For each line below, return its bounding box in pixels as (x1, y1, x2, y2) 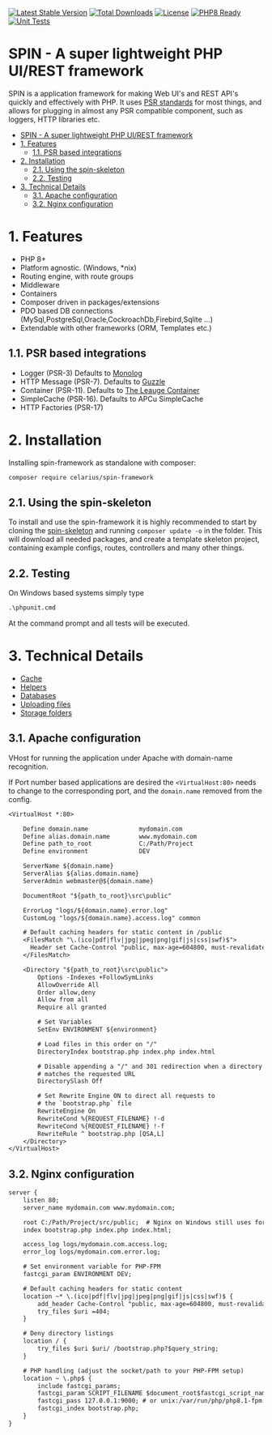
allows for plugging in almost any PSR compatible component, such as (8, 105, 243, 115)
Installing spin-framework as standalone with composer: (8, 458, 197, 468)
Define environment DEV (23, 848, 151, 856)
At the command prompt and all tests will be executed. (8, 618, 190, 628)
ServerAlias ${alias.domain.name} (23, 869, 139, 878)
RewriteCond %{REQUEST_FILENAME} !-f (37, 1122, 164, 1130)
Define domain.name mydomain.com (23, 825, 183, 833)
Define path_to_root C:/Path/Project (23, 839, 194, 848)
